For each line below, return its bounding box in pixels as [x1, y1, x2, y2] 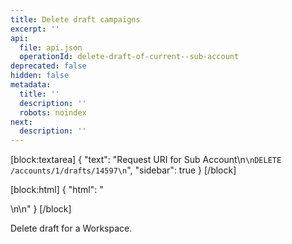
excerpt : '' [10, 24, 60, 34]
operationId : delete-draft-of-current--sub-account [19, 52, 240, 62]
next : [10, 117, 33, 127]
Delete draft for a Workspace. [10, 222, 133, 235]
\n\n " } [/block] [10, 203, 72, 215]
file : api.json [19, 42, 83, 53]
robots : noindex [19, 107, 87, 118]
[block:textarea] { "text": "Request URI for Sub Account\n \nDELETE [10, 154, 282, 166]
